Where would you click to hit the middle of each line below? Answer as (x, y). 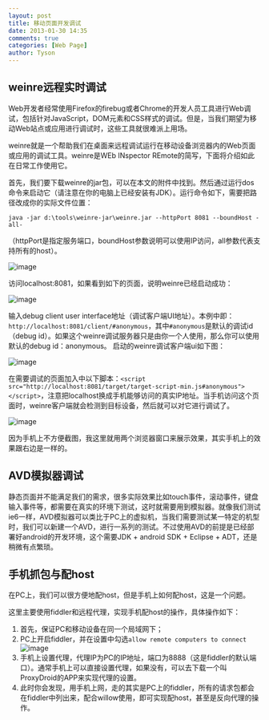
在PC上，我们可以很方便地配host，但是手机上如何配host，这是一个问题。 (129, 595)
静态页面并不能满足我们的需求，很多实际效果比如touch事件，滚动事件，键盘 (133, 496)
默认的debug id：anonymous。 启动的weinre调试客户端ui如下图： (117, 346)
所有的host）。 (38, 250)
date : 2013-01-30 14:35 (48, 30)
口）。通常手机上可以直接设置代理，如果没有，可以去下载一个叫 (123, 668)
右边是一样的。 (47, 448)
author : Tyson (32, 53)
